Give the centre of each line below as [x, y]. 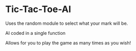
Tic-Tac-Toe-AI [38, 9]
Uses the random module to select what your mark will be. [67, 23]
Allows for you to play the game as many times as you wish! [68, 43]
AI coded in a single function [35, 33]
